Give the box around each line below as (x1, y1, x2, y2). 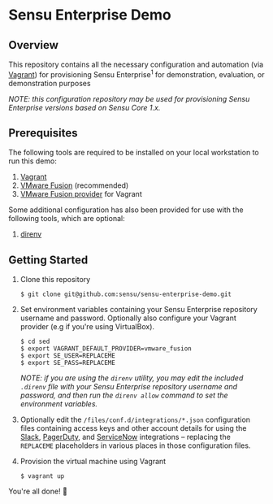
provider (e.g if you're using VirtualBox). (19, 322, 155, 332)
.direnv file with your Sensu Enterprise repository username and (19, 382, 238, 392)
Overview (8, 38, 59, 52)
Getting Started (8, 253, 89, 267)
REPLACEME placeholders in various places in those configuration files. (19, 441, 251, 450)
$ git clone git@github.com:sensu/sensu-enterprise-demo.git (19, 290, 232, 298)
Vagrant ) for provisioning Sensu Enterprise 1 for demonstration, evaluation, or (8, 68, 265, 79)
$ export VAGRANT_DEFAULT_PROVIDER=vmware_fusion (19, 345, 193, 353)
